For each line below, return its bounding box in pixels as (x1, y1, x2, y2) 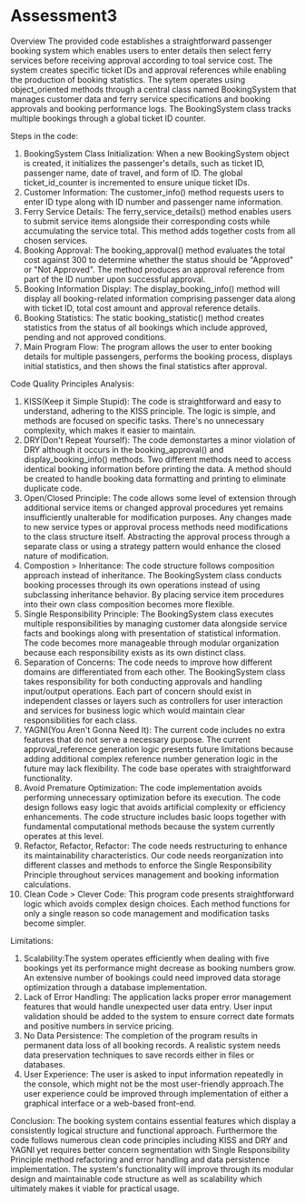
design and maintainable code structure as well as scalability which (10, 1173, 262, 1184)
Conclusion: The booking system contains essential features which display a (10, 1115, 297, 1126)
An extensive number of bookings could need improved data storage (23, 972, 281, 983)
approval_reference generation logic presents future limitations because (23, 743, 294, 755)
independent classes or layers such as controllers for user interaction (23, 695, 283, 706)
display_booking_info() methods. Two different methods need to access (23, 454, 291, 465)
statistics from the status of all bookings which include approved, (23, 322, 268, 333)
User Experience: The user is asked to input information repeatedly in (23, 1068, 284, 1079)
